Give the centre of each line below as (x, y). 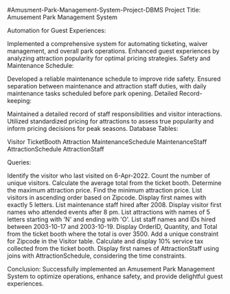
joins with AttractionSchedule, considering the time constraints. (97, 256)
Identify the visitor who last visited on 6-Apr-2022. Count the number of (109, 175)
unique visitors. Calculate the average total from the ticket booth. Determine (114, 183)
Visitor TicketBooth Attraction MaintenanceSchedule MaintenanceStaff (107, 142)
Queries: (19, 162)
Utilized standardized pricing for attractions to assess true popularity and (111, 121)
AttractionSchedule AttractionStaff (56, 149)
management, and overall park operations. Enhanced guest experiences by (113, 51)
